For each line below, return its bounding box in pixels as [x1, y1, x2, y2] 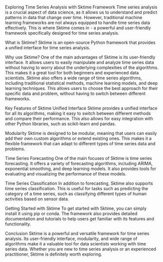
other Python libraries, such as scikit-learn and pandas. [5, 121, 116, 127]
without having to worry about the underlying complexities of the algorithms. [5, 65, 159, 70]
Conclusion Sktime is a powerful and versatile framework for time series [5, 231, 150, 236]
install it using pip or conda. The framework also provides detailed [5, 211, 138, 217]
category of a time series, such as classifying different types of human [5, 191, 147, 196]
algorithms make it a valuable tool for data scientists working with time [5, 241, 146, 246]
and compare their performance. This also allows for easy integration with [5, 116, 153, 121]
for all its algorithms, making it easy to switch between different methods [5, 110, 151, 116]
